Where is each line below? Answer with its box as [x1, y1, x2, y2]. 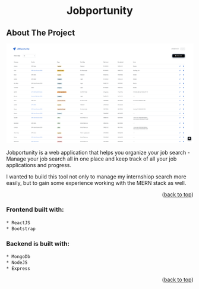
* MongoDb [6, 254, 31, 260]
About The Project [6, 27, 75, 37]
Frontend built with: [6, 206, 64, 214]
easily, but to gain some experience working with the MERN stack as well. [6, 179, 187, 186]
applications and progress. [6, 161, 71, 168]
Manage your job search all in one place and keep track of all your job [6, 155, 177, 162]
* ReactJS [6, 219, 31, 226]
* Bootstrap [6, 225, 36, 232]
